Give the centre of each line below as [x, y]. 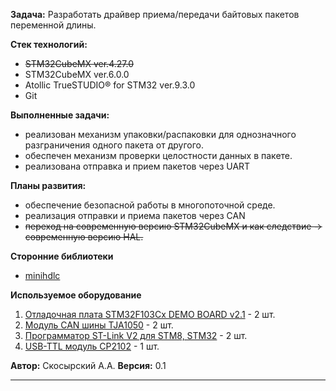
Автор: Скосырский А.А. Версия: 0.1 [88, 365]
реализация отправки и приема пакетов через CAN [135, 215]
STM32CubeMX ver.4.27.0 [79, 63]
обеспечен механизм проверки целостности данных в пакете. [158, 155]
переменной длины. [53, 25]
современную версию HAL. [84, 237]
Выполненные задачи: [60, 115]
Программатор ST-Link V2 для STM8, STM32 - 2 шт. [136, 335]
